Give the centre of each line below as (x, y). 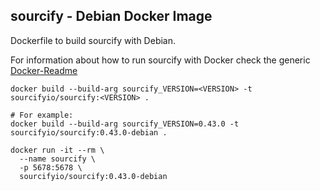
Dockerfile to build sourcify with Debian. (93, 40)
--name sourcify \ (58, 159)
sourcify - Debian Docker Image (111, 16)
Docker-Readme (44, 70)
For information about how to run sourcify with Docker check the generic (160, 60)
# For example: (42, 115)
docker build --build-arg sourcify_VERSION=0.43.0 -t (125, 124)
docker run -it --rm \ (57, 150)
